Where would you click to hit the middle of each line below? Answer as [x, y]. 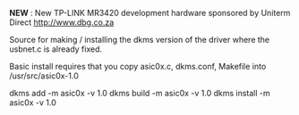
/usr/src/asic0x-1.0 [44, 76]
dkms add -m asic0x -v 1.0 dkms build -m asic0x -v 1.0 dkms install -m [140, 93]
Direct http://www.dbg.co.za [62, 22]
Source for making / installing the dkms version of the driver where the [140, 40]
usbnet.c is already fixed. [56, 49]
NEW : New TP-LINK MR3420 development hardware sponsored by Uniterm [150, 13]
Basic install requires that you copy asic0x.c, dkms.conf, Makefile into [138, 66]
